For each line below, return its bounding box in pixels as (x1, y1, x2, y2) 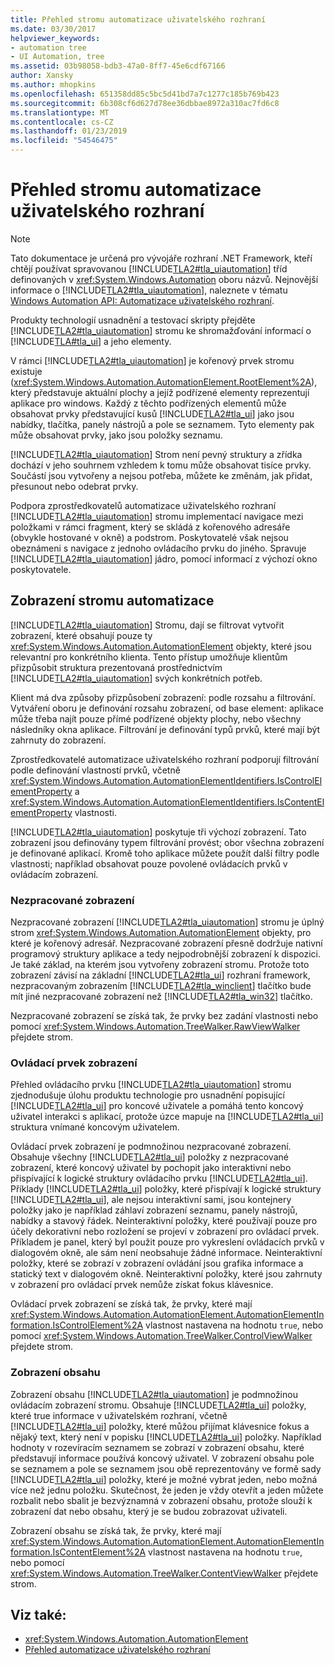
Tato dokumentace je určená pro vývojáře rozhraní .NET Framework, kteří (10, 252, 313, 264)
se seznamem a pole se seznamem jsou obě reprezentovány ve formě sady (10, 1462, 322, 1475)
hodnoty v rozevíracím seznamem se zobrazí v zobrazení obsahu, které (10, 1441, 305, 1453)
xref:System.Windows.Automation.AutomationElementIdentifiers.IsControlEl (10, 774, 323, 786)
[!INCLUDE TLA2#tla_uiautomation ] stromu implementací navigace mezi (10, 510, 304, 522)
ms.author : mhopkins (10, 80, 97, 90)
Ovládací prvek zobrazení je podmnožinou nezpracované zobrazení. (10, 1141, 292, 1153)
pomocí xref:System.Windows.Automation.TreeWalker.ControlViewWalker (10, 1330, 313, 1342)
